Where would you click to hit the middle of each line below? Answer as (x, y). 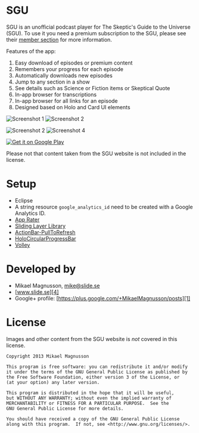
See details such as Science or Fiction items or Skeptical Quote (92, 88)
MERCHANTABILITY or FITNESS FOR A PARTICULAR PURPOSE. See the (88, 403)
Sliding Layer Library (40, 226)
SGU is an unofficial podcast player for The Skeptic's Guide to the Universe (98, 27)
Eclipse (24, 200)
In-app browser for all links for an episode (66, 101)
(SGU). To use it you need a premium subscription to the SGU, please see (96, 33)
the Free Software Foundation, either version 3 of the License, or (93, 377)
